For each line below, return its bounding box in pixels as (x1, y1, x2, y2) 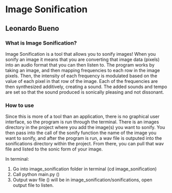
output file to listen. (12, 182, 54, 188)
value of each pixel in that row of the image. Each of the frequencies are (5, 78, 158, 84)
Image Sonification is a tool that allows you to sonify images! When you (5, 51, 156, 57)
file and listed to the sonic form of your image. (5, 146, 103, 152)
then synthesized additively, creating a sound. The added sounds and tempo (5, 83, 168, 90)
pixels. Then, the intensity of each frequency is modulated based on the (5, 73, 158, 79)
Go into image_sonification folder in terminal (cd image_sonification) (12, 166, 157, 172)
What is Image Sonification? (5, 39, 77, 47)
